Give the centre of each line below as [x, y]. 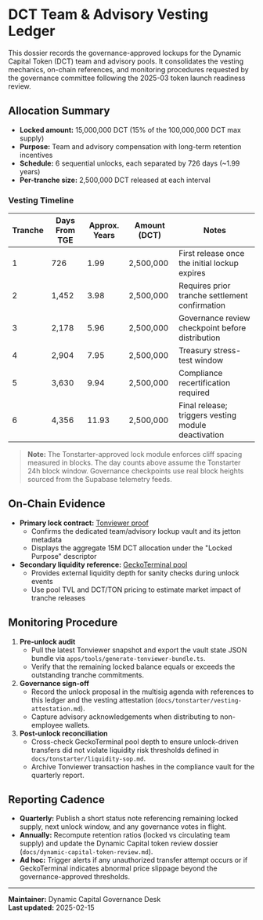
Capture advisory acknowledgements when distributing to [125, 717]
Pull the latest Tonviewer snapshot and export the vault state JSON [139, 650]
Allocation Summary [59, 111]
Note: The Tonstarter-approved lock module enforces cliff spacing [135, 455]
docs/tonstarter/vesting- [200, 700]
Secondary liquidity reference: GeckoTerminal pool [103, 564]
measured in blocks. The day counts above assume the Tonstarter [134, 463]
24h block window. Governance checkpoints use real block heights [135, 471]
